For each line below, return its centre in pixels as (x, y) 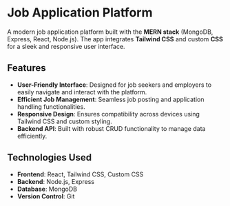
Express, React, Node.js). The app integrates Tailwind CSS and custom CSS (115, 39)
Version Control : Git (46, 196)
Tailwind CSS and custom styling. (64, 121)
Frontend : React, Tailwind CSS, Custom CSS (80, 174)
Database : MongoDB (47, 189)
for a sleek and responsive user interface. (66, 46)
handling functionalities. (51, 106)
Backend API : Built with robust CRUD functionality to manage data (111, 128)
